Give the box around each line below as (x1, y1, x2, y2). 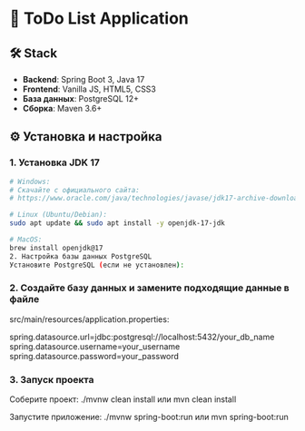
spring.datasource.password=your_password (9, 350, 180, 361)
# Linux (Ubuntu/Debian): (9, 211, 107, 220)
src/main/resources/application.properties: (9, 313, 170, 325)
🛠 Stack (9, 45, 57, 61)
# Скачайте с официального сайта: (9, 185, 141, 194)
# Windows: (9, 177, 51, 186)
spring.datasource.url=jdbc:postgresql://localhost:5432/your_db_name (9, 331, 275, 342)
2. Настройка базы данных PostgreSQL (9, 251, 152, 261)
